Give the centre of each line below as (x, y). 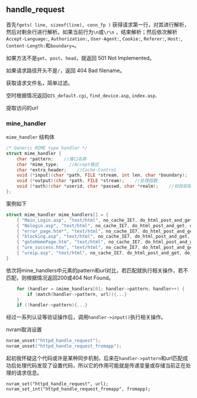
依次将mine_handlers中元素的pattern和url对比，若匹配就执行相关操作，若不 (97, 270)
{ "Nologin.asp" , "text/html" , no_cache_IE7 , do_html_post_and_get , (102, 225)
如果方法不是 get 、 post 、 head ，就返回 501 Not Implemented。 (80, 58)
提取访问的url (22, 107)
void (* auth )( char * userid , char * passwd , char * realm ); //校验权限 (104, 186)
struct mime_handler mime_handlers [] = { (57, 215)
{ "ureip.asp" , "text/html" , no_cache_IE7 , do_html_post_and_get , (99, 253)
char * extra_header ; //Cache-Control (67, 170)
